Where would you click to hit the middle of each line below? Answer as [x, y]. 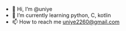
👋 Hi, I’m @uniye [32, 9]
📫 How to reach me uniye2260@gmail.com [66, 22]
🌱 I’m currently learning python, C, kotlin [62, 15]
